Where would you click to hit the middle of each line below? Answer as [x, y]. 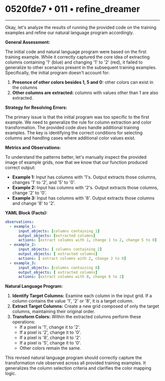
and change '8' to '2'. [34, 203]
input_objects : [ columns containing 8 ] [59, 268]
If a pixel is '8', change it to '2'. [50, 338]
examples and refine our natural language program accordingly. [69, 33]
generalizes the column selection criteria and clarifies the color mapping [78, 368]
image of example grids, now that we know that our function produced [76, 162]
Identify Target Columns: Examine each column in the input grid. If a [82, 296]
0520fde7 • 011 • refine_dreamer [73, 9]
